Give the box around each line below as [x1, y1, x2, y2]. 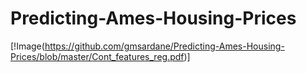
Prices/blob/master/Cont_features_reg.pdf [10, 50, 185, 62]
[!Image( [10, 40, 45, 52]
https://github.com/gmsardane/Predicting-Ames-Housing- [44, 40, 285, 52]
